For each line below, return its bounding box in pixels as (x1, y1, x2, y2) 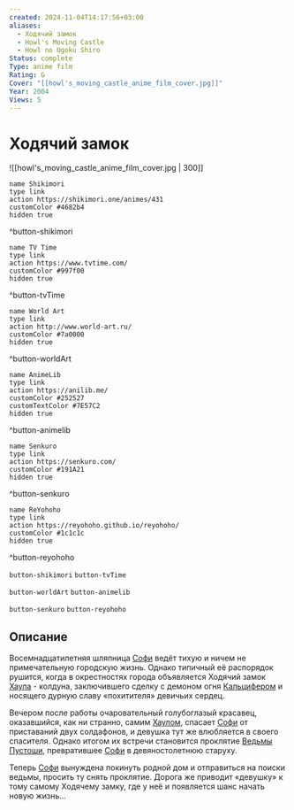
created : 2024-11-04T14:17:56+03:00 (9, 12, 144, 22)
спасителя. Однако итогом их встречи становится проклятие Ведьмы (9, 736, 273, 746)
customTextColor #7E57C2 (9, 402, 101, 411)
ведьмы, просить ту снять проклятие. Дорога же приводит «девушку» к (9, 772, 283, 783)
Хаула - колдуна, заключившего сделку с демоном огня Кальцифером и (9, 681, 283, 691)
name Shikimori (9, 180, 65, 189)
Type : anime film (9, 63, 73, 72)
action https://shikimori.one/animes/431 (9, 196, 164, 204)
